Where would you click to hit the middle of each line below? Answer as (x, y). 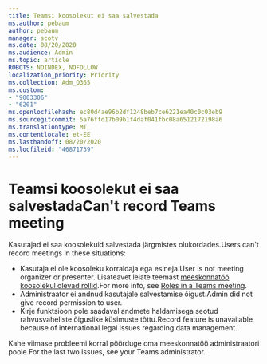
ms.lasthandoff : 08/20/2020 (55, 142)
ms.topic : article (39, 61)
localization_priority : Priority (64, 75)
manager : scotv (33, 38)
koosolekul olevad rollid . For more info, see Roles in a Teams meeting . (133, 286)
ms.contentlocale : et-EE (49, 134)
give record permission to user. (71, 303)
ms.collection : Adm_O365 (49, 82)
